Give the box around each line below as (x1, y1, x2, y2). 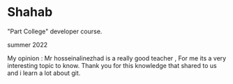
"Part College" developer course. (7, 27, 103, 35)
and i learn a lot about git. (7, 69, 81, 77)
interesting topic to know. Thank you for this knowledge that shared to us (7, 61, 218, 69)
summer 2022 (7, 40, 48, 49)
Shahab (7, 4, 53, 20)
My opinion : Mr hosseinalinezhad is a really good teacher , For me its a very (7, 53, 227, 62)
